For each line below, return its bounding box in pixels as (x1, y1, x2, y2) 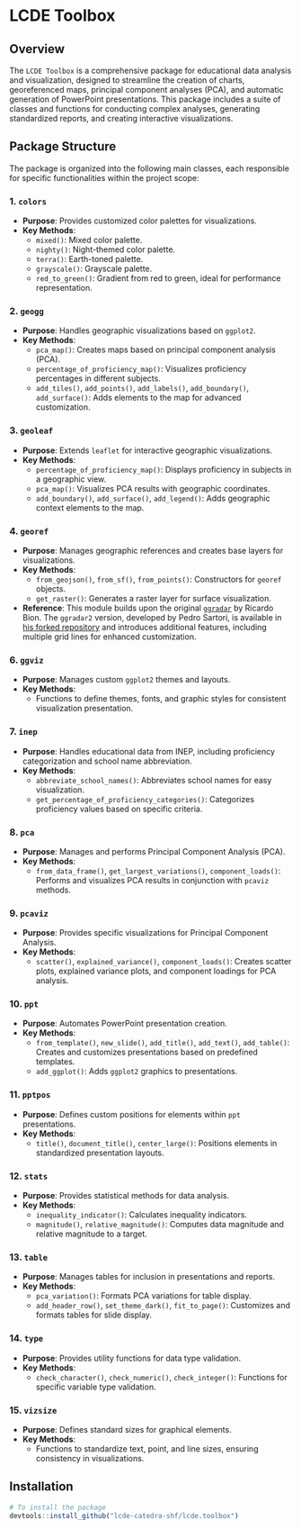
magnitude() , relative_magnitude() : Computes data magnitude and (35, 1219, 285, 1230)
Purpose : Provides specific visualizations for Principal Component (22, 927, 269, 938)
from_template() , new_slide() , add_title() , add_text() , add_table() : (35, 1037, 290, 1048)
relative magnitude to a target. (35, 1228, 148, 1239)
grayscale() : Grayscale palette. (35, 263, 153, 275)
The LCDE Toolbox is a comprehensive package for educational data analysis (9, 65, 292, 76)
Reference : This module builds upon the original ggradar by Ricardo (22, 602, 274, 613)
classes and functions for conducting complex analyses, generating (9, 104, 261, 113)
